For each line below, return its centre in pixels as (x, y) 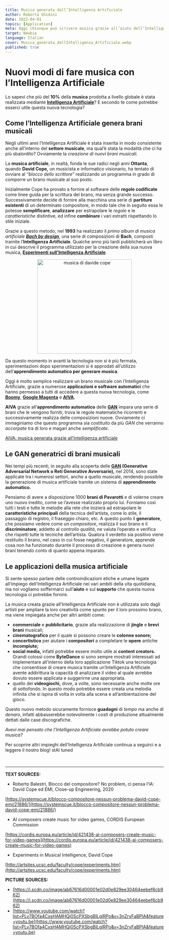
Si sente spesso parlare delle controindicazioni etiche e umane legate (77, 578)
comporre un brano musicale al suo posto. (49, 179)
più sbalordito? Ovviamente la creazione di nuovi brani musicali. (71, 154)
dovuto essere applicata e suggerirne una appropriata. (69, 678)
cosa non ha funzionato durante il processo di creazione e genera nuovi (80, 545)
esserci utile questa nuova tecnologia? (45, 107)
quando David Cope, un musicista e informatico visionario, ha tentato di (80, 169)
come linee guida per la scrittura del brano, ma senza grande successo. (80, 195)
